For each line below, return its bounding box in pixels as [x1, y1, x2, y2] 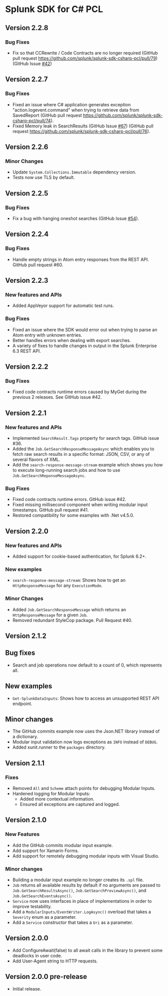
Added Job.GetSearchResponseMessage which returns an [12, 606, 126, 612]
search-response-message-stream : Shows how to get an [12, 577, 126, 583]
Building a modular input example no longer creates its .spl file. [12, 877, 144, 883]
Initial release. [12, 985, 41, 991]
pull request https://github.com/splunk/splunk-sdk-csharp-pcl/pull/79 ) [12, 55, 158, 61]
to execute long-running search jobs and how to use [12, 467, 120, 473]
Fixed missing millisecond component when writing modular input [12, 502, 148, 508]
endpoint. [12, 701, 32, 707]
